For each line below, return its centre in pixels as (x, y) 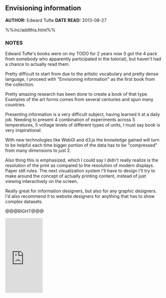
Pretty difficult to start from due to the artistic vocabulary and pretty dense (82, 74)
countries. (15, 105)
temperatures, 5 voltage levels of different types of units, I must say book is (83, 125)
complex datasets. (24, 202)
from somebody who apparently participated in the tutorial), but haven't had (83, 59)
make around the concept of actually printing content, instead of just (76, 176)
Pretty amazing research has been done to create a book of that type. (77, 94)
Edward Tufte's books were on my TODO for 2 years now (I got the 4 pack (81, 54)
